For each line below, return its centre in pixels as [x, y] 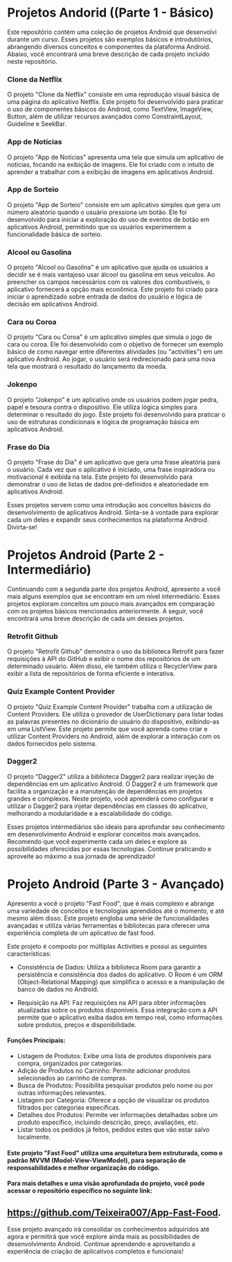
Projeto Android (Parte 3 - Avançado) [116, 884]
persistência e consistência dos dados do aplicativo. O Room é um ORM [120, 974]
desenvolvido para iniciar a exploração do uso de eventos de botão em [108, 219]
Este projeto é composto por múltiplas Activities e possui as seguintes [107, 946]
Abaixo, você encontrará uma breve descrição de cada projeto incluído [108, 54]
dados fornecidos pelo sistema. [52, 744]
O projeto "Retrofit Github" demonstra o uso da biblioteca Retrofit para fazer [116, 651]
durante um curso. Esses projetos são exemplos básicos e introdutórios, [110, 39]
